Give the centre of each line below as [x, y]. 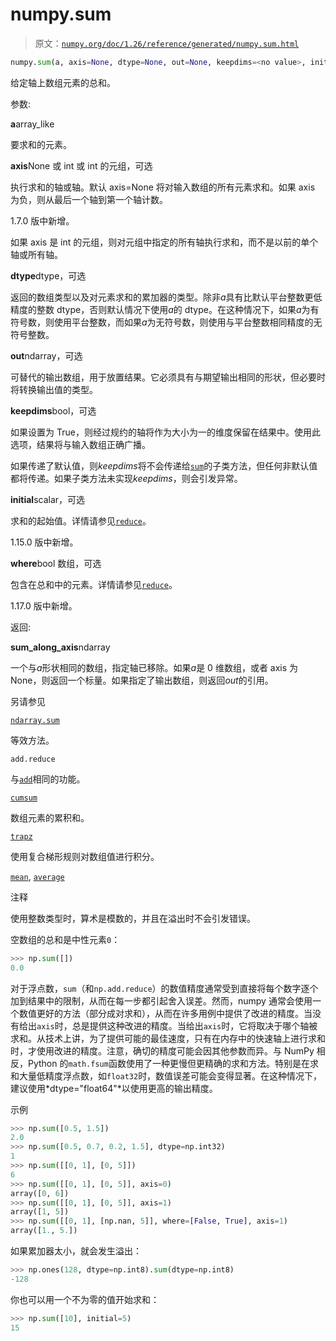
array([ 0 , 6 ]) [40, 1193]
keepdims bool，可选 [53, 410]
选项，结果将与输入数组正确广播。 [80, 444]
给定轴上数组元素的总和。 [63, 82]
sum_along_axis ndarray [60, 647]
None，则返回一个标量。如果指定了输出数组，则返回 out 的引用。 [142, 680]
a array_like [32, 124]
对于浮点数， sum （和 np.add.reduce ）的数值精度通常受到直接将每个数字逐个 [164, 988]
